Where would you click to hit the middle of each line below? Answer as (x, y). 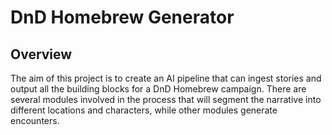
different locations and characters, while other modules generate (144, 110)
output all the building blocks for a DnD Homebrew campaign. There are (158, 89)
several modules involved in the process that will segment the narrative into (166, 99)
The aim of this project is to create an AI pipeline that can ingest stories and (166, 78)
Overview (41, 54)
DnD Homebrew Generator (122, 17)
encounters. (35, 120)
